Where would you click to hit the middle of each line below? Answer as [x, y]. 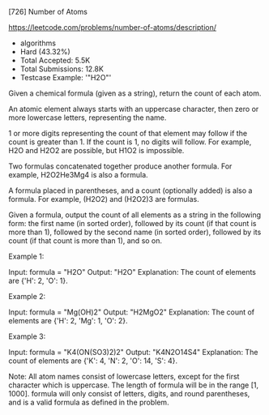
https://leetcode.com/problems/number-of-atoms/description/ [113, 27]
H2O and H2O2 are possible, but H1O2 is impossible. [96, 150]
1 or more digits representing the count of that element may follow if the [128, 133]
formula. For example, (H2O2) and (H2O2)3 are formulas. [104, 199]
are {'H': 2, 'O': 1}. [38, 280]
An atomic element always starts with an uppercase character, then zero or [134, 109]
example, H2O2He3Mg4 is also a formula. [78, 175]
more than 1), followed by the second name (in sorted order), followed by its [135, 232]
